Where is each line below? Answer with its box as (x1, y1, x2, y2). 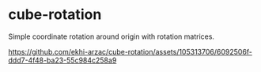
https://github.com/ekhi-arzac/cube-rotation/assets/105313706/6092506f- (8, 47, 253, 56)
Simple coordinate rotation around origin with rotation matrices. (8, 32, 215, 41)
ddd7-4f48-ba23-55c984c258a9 (8, 55, 117, 65)
